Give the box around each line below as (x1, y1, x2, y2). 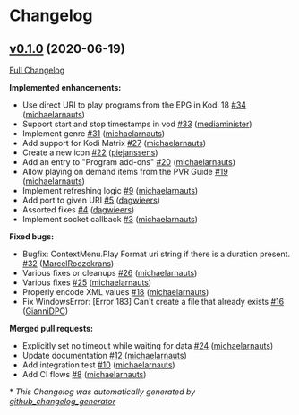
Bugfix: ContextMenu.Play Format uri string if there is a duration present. (21, 248, 291, 259)
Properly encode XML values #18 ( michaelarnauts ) (21, 287, 209, 297)
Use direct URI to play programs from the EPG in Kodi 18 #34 (21, 99, 247, 110)
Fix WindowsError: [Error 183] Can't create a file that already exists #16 (21, 297, 285, 307)
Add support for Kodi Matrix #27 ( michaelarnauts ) (21, 138, 207, 148)
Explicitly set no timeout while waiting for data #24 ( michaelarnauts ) (21, 341, 274, 350)
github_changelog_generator (9, 396, 116, 406)
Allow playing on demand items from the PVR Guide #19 (21, 167, 228, 177)
